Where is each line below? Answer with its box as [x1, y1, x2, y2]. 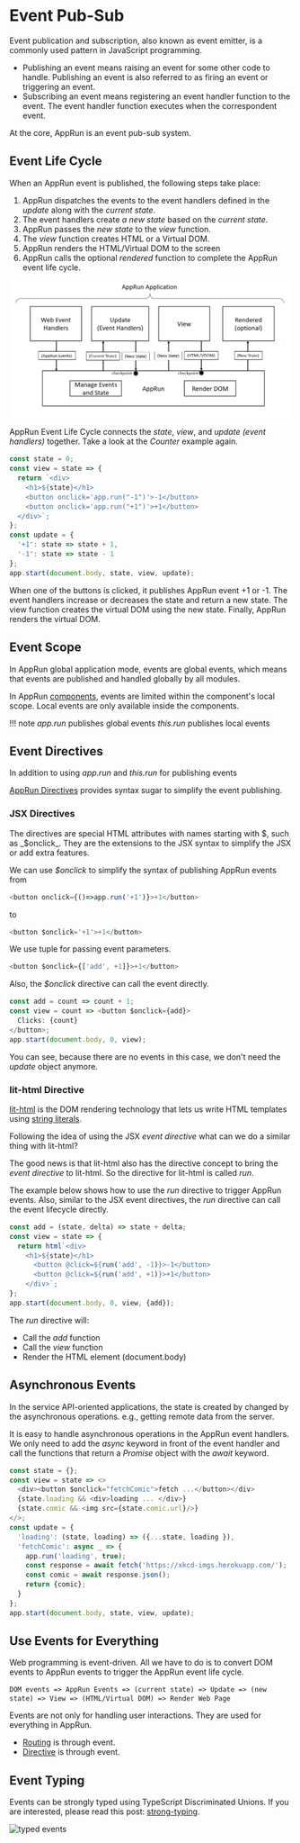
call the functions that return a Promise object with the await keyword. [9, 1447, 269, 1459]
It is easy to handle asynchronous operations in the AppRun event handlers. [9, 1428, 289, 1439]
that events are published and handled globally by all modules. [9, 673, 241, 684]
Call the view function [22, 1342, 103, 1352]
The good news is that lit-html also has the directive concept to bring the [9, 1158, 278, 1169]
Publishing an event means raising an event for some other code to [22, 62, 271, 73]
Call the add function [22, 1332, 101, 1342]
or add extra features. [9, 847, 90, 858]
